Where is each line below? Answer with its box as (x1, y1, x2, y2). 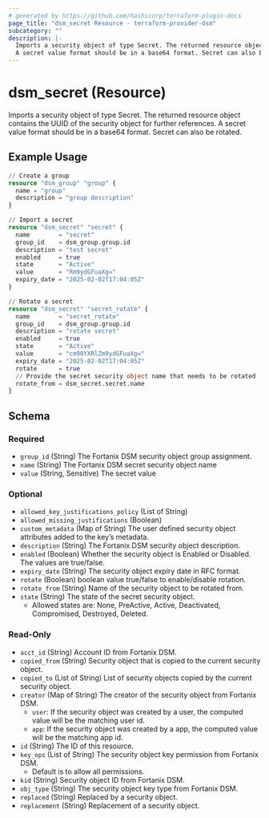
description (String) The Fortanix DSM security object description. (19, 541, 240, 550)
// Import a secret (8, 216, 74, 225)
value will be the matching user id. (31, 715, 146, 725)
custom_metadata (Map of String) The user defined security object (19, 524, 236, 533)
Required (8, 433, 45, 444)
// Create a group (8, 172, 70, 180)
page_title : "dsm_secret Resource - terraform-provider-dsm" (8, 19, 217, 27)
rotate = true (15, 364, 81, 373)
